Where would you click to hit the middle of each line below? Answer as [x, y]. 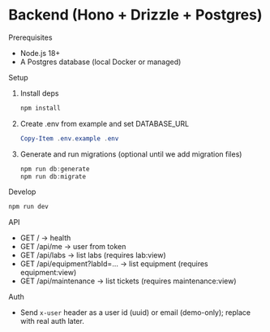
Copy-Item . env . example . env [69, 138]
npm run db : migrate [53, 176]
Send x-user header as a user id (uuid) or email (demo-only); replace [135, 313]
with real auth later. [52, 321]
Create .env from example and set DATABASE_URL [105, 123]
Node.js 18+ [40, 53]
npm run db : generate [55, 169]
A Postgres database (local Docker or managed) [101, 62]
